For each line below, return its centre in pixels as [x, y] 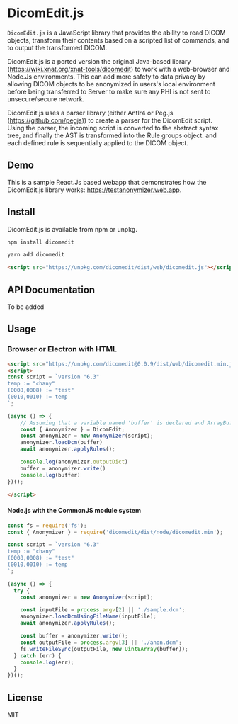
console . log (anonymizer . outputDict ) [74, 462]
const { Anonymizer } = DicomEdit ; [73, 429]
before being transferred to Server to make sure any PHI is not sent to [109, 91]
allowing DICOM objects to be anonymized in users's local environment [112, 84]
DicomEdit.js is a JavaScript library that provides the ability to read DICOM [117, 33]
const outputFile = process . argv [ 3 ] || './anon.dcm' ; [101, 643]
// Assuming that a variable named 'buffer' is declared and [112, 423]
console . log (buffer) [50, 475]
